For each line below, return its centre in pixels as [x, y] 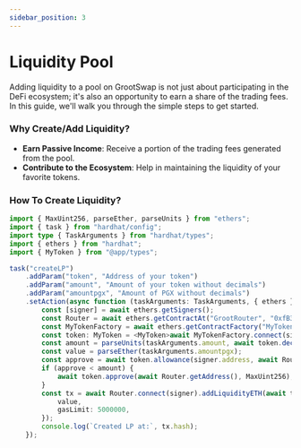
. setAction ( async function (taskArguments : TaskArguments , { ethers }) [162, 302]
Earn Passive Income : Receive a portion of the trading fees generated [152, 148]
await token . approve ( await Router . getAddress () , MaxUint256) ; [176, 376]
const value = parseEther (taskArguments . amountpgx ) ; [142, 352]
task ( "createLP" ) [42, 268]
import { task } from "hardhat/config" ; [86, 228]
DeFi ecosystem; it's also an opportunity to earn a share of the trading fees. [149, 96]
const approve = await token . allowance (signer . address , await [160, 360]
